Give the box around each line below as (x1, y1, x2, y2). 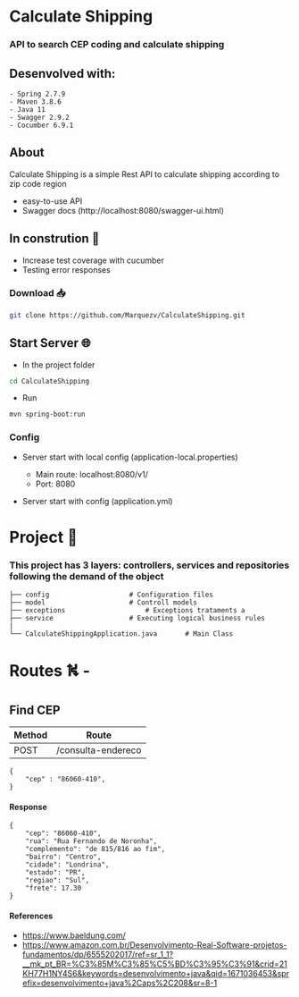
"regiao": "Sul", (25, 876, 90, 885)
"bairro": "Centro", (25, 852, 102, 862)
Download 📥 (9, 287, 66, 300)
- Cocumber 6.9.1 (9, 121, 74, 130)
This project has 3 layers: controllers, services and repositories (9, 559, 290, 571)
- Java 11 (9, 105, 46, 114)
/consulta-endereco (56, 744, 142, 756)
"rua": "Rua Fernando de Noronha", (25, 837, 158, 846)
